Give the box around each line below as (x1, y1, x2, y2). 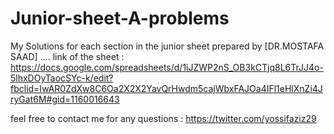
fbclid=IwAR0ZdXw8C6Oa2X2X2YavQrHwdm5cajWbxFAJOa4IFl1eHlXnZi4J (10, 82, 323, 94)
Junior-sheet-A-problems (10, 7, 230, 30)
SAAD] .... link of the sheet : (10, 50, 125, 62)
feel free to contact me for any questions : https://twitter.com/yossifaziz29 (10, 112, 317, 124)
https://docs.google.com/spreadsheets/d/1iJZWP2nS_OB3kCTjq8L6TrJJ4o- (10, 61, 324, 73)
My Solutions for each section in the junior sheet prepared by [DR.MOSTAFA (10, 40, 325, 52)
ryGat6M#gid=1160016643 (10, 93, 120, 105)
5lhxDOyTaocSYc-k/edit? (10, 72, 114, 84)
